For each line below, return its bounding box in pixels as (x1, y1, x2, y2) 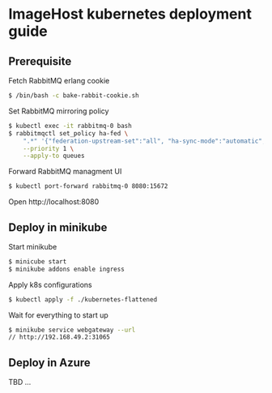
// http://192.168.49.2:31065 (8, 333, 111, 341)
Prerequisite (8, 54, 72, 68)
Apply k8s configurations (8, 280, 92, 289)
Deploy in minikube (8, 220, 108, 234)
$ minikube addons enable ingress (8, 265, 125, 273)
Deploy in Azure (8, 356, 91, 370)
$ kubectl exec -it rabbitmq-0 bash (8, 122, 132, 130)
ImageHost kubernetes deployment (8, 5, 253, 23)
